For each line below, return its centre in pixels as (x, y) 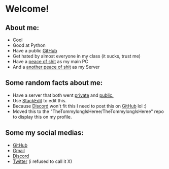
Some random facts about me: (54, 83)
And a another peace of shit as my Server (56, 67)
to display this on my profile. (42, 117)
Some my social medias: (44, 133)
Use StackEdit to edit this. (40, 100)
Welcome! (27, 9)
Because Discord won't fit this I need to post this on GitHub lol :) (80, 106)
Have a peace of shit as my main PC (50, 61)
